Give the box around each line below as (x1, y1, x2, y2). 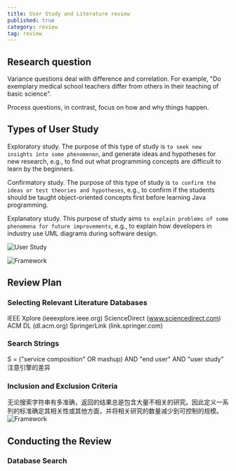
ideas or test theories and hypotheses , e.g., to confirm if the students (7, 186, 215, 194)
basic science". (7, 89, 51, 98)
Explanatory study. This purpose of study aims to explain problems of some (7, 214, 229, 222)
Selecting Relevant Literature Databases (7, 298, 147, 308)
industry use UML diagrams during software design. (7, 229, 158, 238)
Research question (7, 56, 92, 67)
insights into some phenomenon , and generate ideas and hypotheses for (7, 149, 216, 158)
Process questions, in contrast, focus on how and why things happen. (7, 103, 209, 112)
